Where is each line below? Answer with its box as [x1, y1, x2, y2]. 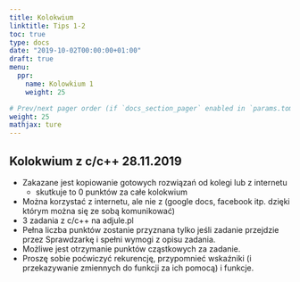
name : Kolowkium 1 [25, 79, 94, 88]
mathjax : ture [9, 120, 62, 129]
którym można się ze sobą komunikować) [21, 205, 176, 216]
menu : [9, 63, 29, 72]
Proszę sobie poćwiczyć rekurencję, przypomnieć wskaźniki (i [21, 253, 252, 263]
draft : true [9, 54, 54, 63]
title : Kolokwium [9, 12, 74, 22]
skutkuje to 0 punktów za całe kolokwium [35, 187, 187, 197]
